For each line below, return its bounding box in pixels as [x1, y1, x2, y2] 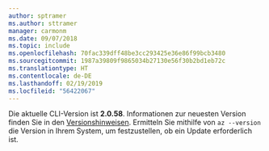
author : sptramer [8, 11, 67, 20]
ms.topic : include [8, 42, 70, 50]
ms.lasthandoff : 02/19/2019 [8, 79, 103, 87]
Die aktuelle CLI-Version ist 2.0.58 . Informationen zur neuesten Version [8, 109, 246, 119]
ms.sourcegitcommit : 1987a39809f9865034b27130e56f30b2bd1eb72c [8, 57, 226, 65]
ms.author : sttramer [8, 19, 78, 27]
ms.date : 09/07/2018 [8, 34, 78, 43]
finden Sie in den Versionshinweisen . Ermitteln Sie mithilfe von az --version [8, 118, 261, 128]
